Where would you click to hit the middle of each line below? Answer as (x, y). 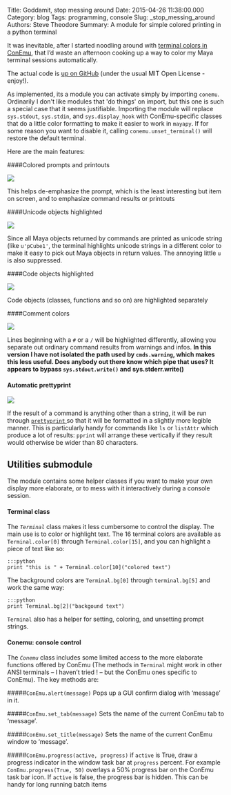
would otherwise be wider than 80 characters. (73, 443)
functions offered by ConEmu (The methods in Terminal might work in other (115, 665)
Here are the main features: (46, 152)
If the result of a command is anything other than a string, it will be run (107, 413)
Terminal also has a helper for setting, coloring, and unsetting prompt (106, 619)
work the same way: (36, 588)
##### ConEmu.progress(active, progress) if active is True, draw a (102, 755)
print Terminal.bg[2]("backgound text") (66, 606)
